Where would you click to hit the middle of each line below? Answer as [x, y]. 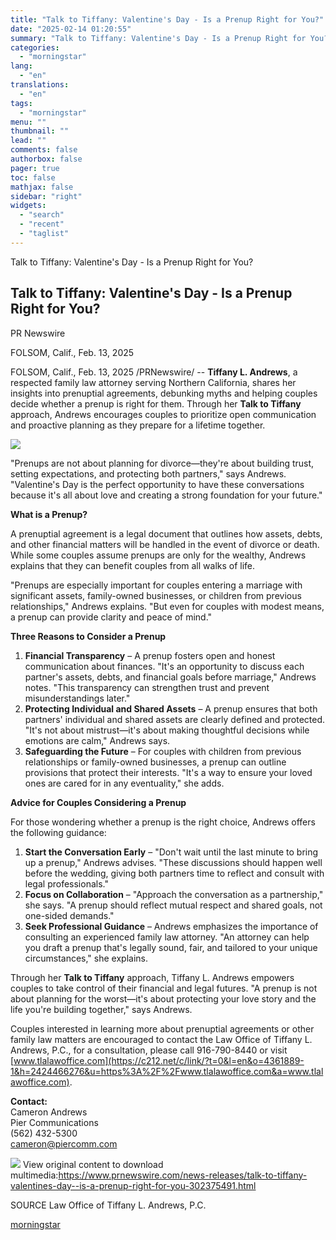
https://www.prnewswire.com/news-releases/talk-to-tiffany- [183, 1175]
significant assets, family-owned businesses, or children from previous [156, 595]
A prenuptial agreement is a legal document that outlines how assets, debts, [166, 533]
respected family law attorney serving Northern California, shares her [153, 382]
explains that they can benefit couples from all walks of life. [133, 565]
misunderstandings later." [77, 698]
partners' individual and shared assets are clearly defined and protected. [175, 719]
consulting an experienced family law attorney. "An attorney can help [167, 937]
